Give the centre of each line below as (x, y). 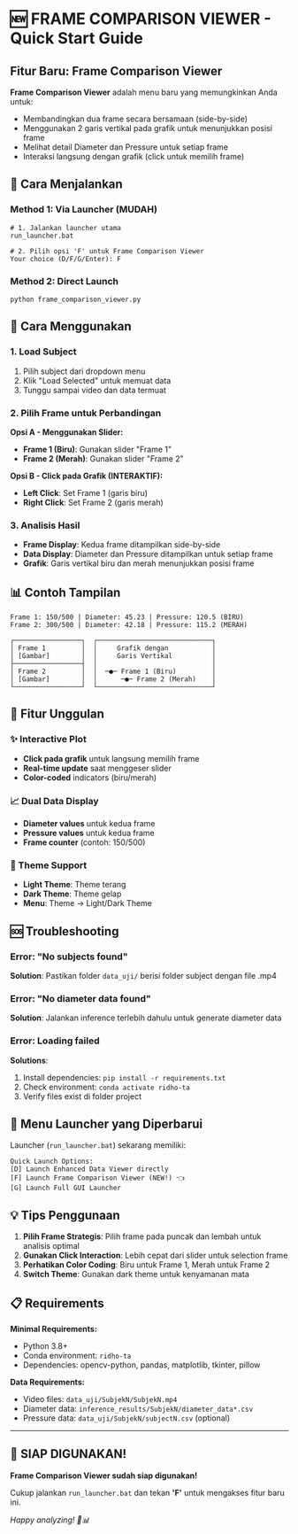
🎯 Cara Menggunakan (71, 326)
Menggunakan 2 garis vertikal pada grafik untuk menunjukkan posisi (148, 128)
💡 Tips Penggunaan (65, 1215)
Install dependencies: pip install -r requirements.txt (124, 1077)
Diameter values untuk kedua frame (89, 824)
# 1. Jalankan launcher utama (66, 228)
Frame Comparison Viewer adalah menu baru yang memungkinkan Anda (144, 92)
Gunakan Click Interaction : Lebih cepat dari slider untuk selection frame (155, 1255)
